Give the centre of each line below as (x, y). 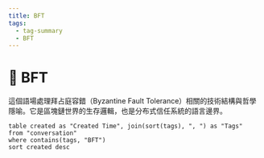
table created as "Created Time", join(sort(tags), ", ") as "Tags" (126, 126)
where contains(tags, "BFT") (57, 140)
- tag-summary (39, 30)
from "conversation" (43, 133)
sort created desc (39, 148)
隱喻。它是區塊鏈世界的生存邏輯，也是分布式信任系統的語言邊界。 (118, 111)
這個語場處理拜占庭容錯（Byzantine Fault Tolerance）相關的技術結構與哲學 (132, 101)
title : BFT (27, 16)
